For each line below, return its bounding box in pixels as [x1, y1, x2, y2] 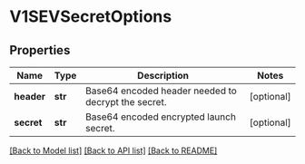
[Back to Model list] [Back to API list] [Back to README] [9, 145, 218, 156]
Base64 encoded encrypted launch [85, 111, 236, 123]
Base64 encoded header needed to [85, 84, 238, 97]
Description [137, 70, 189, 82]
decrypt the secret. [85, 96, 167, 108]
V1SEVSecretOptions [9, 6, 172, 27]
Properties [9, 43, 71, 58]
